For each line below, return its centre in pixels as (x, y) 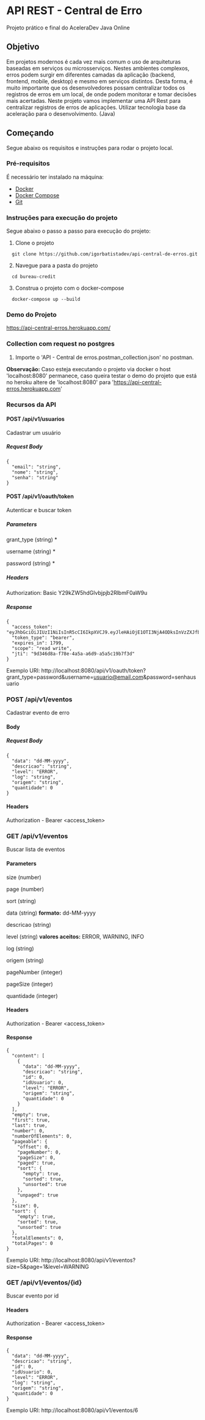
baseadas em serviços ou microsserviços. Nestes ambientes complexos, (98, 68)
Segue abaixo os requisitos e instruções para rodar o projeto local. (90, 148)
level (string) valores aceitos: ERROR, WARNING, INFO (75, 936)
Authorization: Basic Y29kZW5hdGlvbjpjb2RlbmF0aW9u (77, 592)
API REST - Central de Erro (74, 11)
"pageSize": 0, (37, 1158)
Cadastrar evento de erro (38, 713)
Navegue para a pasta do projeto (56, 266)
